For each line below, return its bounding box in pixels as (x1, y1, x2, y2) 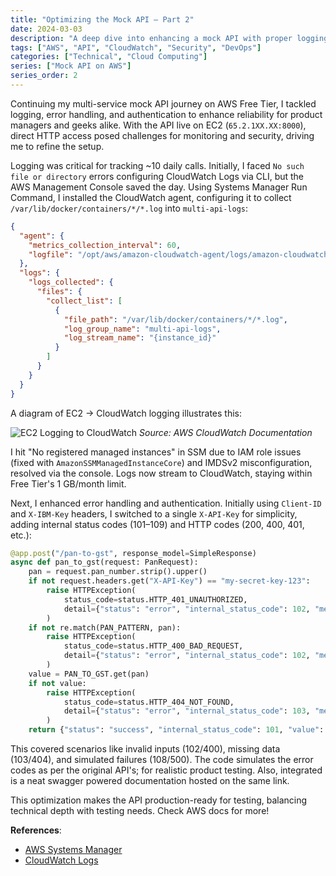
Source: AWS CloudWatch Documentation (139, 426, 313, 438)
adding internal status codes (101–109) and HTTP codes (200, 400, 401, (10, 518, 305, 530)
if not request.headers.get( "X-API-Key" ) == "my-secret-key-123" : (28, 576, 311, 586)
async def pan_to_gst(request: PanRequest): (10, 557, 199, 568)
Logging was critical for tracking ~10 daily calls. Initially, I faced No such (10, 159, 305, 171)
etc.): (10, 529, 32, 541)
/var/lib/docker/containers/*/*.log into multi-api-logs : (10, 202, 249, 214)
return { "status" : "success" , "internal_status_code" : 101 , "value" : (28, 725, 325, 735)
